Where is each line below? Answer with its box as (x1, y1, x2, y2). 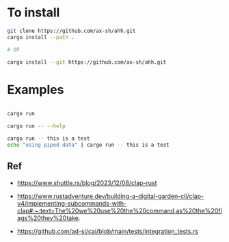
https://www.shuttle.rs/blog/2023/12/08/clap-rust (16, 178, 157, 186)
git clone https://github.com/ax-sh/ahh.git (7, 27, 136, 34)
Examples (7, 82, 64, 97)
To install (7, 5, 60, 21)
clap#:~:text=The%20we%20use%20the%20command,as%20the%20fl (16, 206, 222, 215)
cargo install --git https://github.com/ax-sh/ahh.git (7, 58, 167, 66)
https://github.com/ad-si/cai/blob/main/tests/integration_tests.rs (16, 227, 199, 235)
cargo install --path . (7, 34, 75, 40)
